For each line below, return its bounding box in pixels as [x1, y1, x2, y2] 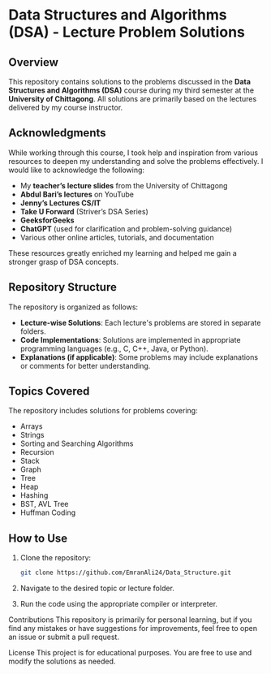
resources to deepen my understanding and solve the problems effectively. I [8, 156, 264, 166]
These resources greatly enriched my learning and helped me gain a [8, 248, 237, 257]
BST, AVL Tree [19, 499, 69, 509]
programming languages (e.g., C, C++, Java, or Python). [19, 343, 209, 353]
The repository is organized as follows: [8, 302, 139, 312]
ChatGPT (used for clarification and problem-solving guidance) [19, 223, 233, 233]
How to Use [8, 531, 68, 545]
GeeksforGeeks [19, 215, 75, 225]
